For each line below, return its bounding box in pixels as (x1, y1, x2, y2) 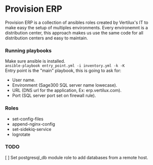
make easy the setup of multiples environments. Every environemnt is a (5, 24, 148, 30)
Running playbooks (5, 47, 52, 54)
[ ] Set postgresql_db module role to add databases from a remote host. (5, 154, 148, 160)
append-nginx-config (12, 121, 55, 127)
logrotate (12, 131, 31, 137)
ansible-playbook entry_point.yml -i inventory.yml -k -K (5, 63, 125, 69)
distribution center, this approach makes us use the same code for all (5, 30, 143, 36)
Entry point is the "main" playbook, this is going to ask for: (5, 68, 121, 73)
